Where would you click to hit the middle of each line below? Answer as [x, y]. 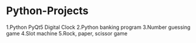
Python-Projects [47, 11]
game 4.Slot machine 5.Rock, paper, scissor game [67, 33]
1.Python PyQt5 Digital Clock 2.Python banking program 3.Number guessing [98, 27]
